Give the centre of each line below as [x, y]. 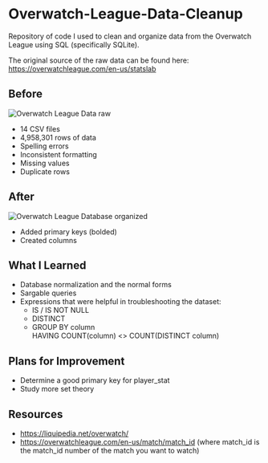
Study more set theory [57, 389]
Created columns [49, 240]
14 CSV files [40, 128]
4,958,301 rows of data [58, 137]
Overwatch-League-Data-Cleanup [126, 14]
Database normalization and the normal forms [96, 285]
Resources [36, 414]
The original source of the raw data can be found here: [99, 60]
